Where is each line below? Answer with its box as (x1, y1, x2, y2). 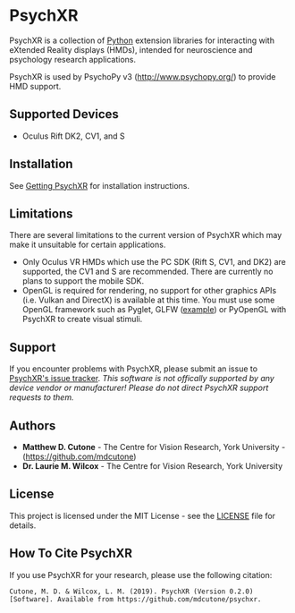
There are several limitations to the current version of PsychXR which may (9, 230, 282, 241)
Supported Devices (9, 106, 119, 122)
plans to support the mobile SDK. (21, 276, 145, 286)
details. (9, 520, 37, 531)
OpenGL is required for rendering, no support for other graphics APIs (21, 285, 277, 296)
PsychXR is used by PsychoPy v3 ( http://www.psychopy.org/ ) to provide (9, 71, 276, 81)
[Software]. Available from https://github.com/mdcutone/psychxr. (9, 594, 262, 604)
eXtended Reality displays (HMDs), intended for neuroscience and (9, 44, 253, 55)
